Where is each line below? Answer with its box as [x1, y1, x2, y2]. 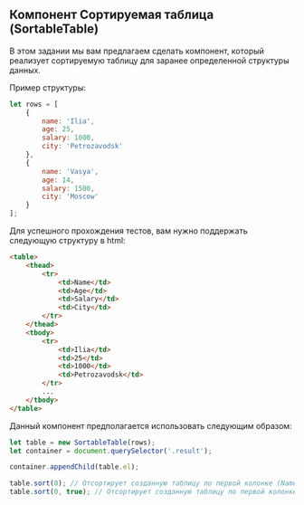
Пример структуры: [9, 81, 86, 93]
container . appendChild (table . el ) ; [9, 462, 140, 472]
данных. [9, 64, 41, 75]
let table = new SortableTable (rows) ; [9, 438, 156, 447]
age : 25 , [42, 125, 75, 134]
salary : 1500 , [42, 184, 95, 193]
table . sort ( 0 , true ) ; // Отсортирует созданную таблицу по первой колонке [9, 488, 298, 497]
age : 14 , [42, 176, 75, 185]
